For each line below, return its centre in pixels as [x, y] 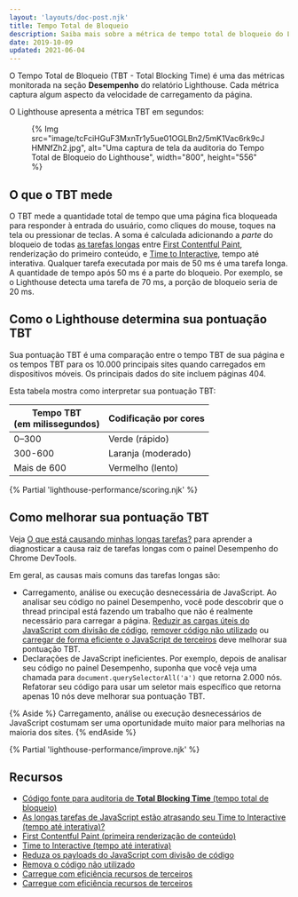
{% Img [45, 129]
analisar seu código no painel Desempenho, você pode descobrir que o [153, 601]
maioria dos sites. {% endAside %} [73, 732]
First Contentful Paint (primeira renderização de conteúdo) [129, 837]
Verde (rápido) [139, 439]
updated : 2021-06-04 [47, 51]
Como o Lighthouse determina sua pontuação [138, 319]
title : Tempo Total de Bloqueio [69, 26]
